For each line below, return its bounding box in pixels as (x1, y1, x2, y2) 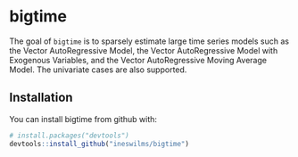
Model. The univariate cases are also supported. (9, 64, 187, 75)
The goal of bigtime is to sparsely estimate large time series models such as (9, 36, 290, 46)
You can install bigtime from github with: (9, 113, 158, 124)
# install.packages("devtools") (9, 131, 129, 140)
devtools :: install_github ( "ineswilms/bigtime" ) (9, 139, 190, 148)
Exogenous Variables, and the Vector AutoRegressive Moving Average (9, 54, 268, 65)
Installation (9, 90, 73, 105)
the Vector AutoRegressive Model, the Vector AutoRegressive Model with (9, 45, 278, 55)
